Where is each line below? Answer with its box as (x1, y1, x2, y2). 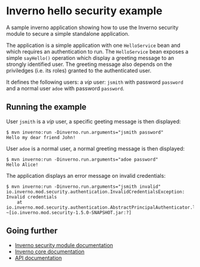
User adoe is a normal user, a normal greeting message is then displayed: (6, 145, 185, 152)
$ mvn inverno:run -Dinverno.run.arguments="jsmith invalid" (6, 183, 161, 190)
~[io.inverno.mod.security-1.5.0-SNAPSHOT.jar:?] (6, 209, 132, 215)
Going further (6, 226, 58, 236)
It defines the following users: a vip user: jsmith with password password (6, 78, 183, 86)
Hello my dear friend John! (6, 134, 76, 140)
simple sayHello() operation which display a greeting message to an (6, 54, 174, 61)
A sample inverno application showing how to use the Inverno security (6, 24, 179, 31)
